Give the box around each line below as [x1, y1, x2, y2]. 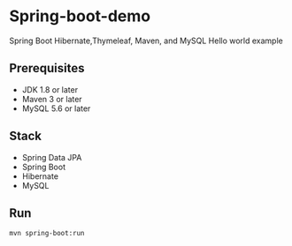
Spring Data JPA [21, 152, 82, 162]
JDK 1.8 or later [21, 84, 78, 94]
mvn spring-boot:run [9, 229, 86, 238]
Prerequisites [9, 61, 85, 76]
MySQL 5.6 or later [21, 103, 91, 114]
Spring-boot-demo [9, 6, 151, 26]
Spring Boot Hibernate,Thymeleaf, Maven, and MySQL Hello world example [9, 35, 283, 46]
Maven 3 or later [21, 93, 82, 104]
